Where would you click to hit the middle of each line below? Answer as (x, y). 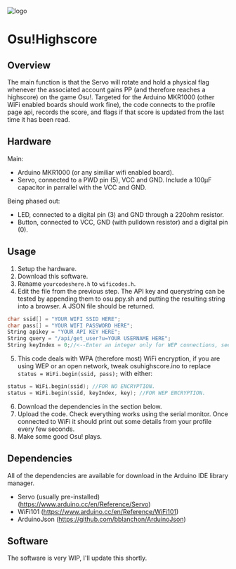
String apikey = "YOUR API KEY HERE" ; (64, 332)
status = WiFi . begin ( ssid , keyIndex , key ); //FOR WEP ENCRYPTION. (106, 393)
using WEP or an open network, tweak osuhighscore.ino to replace (114, 366)
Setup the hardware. (47, 268)
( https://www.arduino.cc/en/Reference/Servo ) (84, 504)
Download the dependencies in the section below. (90, 406)
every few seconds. (46, 429)
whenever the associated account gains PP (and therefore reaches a (106, 89)
